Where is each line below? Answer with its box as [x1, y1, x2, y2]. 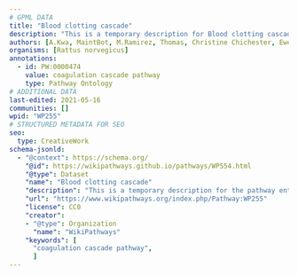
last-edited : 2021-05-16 [9, 95, 101, 105]
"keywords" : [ [25, 236, 77, 245]
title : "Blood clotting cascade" [9, 21, 133, 30]
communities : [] [9, 104, 69, 113]
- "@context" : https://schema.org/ [17, 153, 149, 162]
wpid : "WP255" [9, 112, 62, 121]
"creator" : [25, 210, 66, 220]
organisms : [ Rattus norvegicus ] [9, 46, 129, 55]
